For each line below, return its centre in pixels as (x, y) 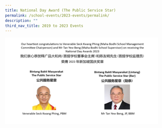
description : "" (21, 20)
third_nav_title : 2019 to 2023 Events (44, 26)
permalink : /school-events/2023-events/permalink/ (57, 15)
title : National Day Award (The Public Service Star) (61, 10)
